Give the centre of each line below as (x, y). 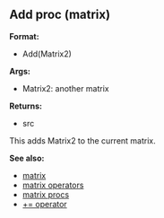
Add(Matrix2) (47, 54)
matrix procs (46, 194)
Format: (24, 36)
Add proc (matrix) (60, 15)
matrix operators (53, 185)
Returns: (26, 106)
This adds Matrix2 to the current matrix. (83, 140)
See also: (27, 158)
